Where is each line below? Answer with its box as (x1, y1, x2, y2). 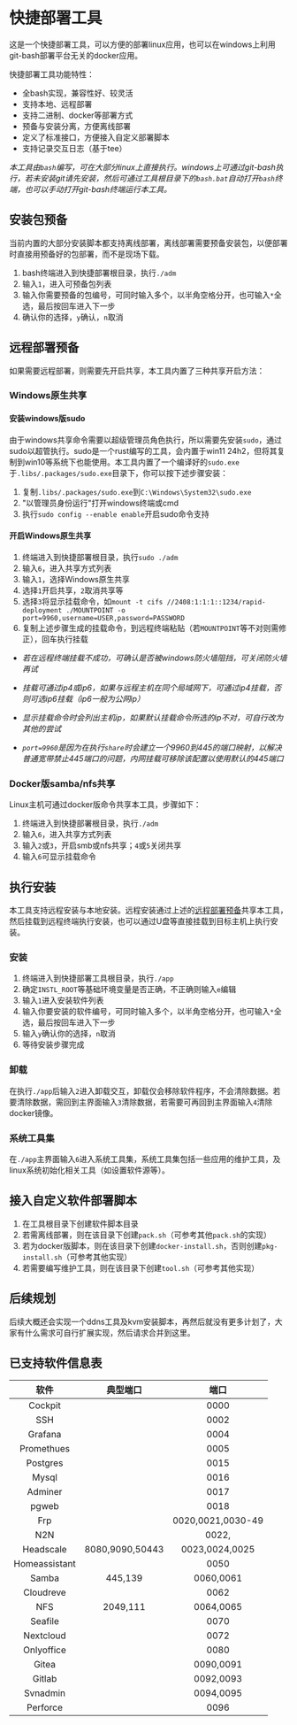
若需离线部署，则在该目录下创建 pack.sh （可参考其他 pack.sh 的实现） (21, 1229, 272, 1240)
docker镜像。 (9, 1107, 58, 1118)
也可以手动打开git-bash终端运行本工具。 (24, 183, 172, 195)
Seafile (30, 1615, 59, 1628)
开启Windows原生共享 (9, 530, 91, 541)
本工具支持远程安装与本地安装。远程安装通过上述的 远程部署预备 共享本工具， (9, 905, 288, 915)
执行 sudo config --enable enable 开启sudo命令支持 (21, 508, 209, 519)
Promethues (19, 1443, 71, 1455)
